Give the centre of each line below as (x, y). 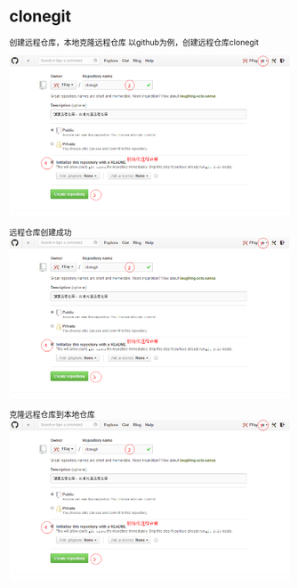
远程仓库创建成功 (40, 233)
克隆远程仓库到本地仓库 (52, 414)
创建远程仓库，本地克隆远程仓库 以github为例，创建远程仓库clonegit (134, 42)
